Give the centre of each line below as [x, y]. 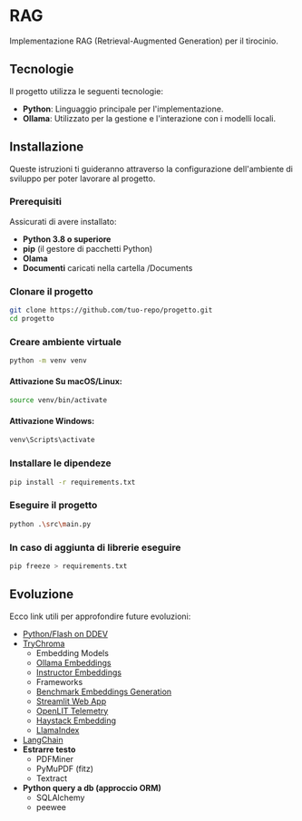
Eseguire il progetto [54, 506]
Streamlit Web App [71, 701]
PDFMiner [55, 758]
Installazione [47, 147]
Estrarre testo [49, 749]
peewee [51, 807]
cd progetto [32, 319]
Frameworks [59, 681]
